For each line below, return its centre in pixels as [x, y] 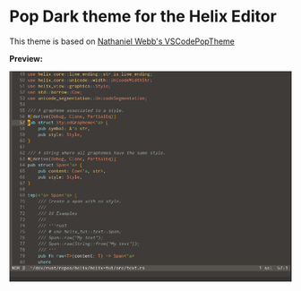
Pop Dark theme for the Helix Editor [143, 17]
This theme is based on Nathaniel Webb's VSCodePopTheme [122, 41]
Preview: [26, 58]
